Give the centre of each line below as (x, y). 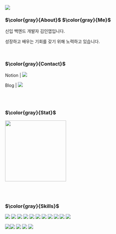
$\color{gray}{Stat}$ (30, 113)
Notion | (13, 75)
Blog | (11, 85)
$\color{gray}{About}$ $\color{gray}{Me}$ (58, 20)
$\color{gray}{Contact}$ (35, 64)
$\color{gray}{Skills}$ (32, 206)
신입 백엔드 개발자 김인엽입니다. (35, 31)
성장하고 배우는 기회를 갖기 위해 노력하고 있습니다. (53, 41)
